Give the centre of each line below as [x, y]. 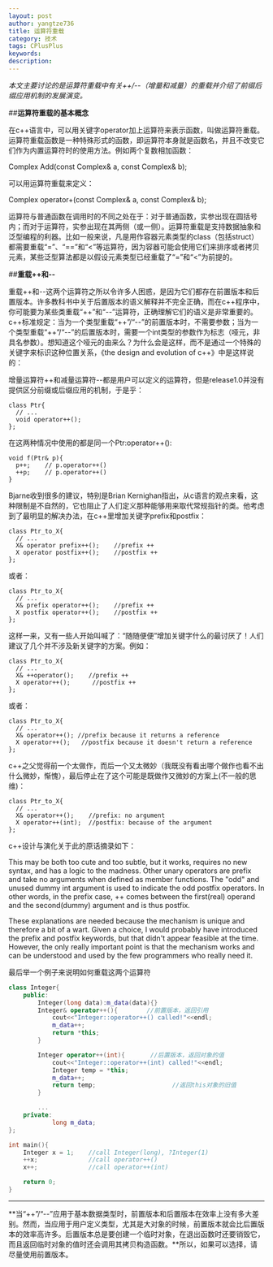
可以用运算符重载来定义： [51, 183]
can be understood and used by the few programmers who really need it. [131, 955]
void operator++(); [49, 419]
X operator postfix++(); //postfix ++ [87, 552]
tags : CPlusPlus [36, 46]
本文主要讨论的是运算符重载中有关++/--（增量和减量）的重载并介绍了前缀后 [135, 85]
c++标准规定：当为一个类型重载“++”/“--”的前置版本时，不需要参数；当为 [130, 322]
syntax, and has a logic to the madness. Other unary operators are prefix [130, 871]
